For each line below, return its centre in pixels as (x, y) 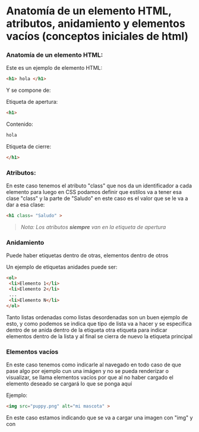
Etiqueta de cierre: (29, 147)
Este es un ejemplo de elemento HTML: (54, 68)
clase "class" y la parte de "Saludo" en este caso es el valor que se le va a (97, 199)
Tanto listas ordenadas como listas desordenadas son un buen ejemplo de (97, 317)
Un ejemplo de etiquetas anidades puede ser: (62, 267)
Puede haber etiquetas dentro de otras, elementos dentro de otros (87, 255)
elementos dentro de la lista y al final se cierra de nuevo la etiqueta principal (99, 336)
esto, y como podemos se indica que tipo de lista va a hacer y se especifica (99, 323)
